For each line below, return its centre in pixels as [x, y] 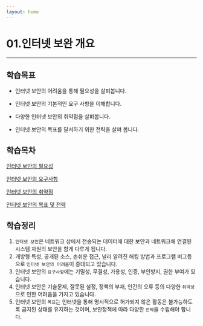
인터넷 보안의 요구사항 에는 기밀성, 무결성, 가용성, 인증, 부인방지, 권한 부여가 [102, 272]
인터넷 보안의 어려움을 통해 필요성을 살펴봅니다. [71, 91]
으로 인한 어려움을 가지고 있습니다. [55, 294]
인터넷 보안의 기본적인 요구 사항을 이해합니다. [68, 104]
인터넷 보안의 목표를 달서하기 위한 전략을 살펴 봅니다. [77, 129]
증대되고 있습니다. [96, 264]
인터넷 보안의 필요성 [30, 166]
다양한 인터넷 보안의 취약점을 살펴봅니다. [63, 117]
